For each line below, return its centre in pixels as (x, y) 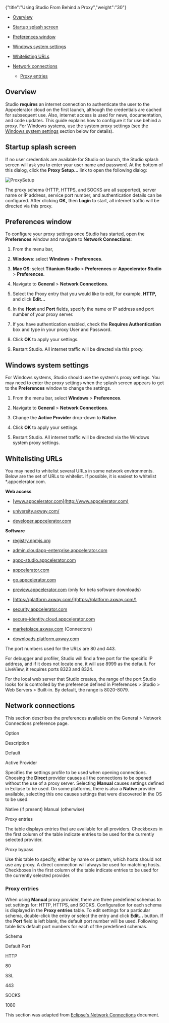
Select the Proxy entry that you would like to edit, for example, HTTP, (84, 294)
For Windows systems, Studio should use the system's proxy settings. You (82, 378)
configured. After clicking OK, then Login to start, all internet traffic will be (82, 200)
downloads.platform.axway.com (46, 639)
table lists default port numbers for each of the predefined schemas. (76, 927)
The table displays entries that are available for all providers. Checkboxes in (84, 829)
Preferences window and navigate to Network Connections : (69, 239)
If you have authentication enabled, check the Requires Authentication (87, 324)
